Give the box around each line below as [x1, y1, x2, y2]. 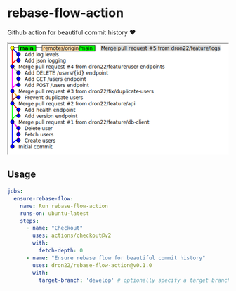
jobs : [7, 188, 23, 195]
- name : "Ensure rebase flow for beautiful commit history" [25, 254, 206, 261]
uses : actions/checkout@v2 [32, 232, 112, 240]
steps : [20, 217, 39, 224]
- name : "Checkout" [25, 225, 83, 232]
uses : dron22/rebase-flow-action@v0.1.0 [32, 261, 152, 269]
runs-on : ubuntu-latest [20, 209, 90, 217]
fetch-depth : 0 [38, 247, 83, 254]
